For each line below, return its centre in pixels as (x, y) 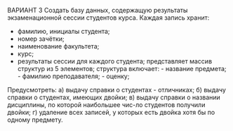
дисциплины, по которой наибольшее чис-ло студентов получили (106, 105)
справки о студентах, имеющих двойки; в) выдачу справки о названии (114, 97)
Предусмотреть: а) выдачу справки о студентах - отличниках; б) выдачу (117, 90)
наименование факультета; (58, 46)
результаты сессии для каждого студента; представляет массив (115, 61)
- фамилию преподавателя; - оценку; (73, 76)
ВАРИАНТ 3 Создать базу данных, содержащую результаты (98, 10)
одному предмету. (35, 120)
